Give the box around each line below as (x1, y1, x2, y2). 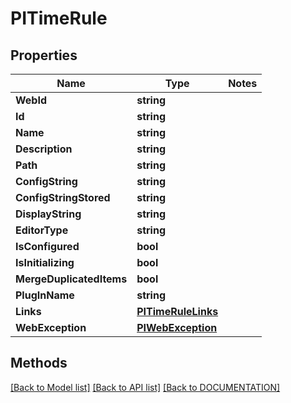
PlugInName (15, 288, 75, 302)
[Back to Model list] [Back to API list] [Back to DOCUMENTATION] (10, 381, 281, 393)
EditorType (15, 223, 69, 237)
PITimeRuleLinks (136, 305, 219, 318)
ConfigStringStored (15, 191, 111, 204)
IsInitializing (15, 256, 75, 269)
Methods (10, 355, 68, 372)
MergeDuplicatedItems (15, 272, 128, 286)
